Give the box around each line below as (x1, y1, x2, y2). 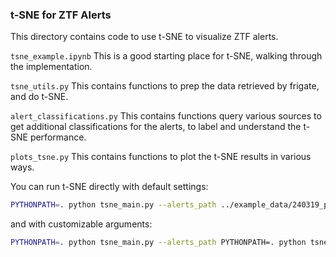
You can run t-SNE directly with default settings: (10, 181, 209, 193)
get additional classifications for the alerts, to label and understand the (10, 121, 302, 133)
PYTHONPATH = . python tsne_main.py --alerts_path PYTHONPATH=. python (10, 238, 307, 248)
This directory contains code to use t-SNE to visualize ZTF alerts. (10, 31, 279, 43)
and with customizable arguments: (10, 218, 153, 230)
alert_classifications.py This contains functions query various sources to (10, 110, 322, 122)
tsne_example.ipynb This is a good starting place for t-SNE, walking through (10, 50, 323, 62)
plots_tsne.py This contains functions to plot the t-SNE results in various (10, 151, 312, 163)
